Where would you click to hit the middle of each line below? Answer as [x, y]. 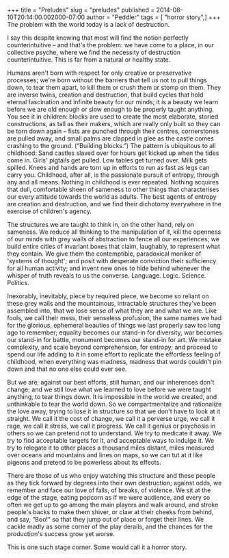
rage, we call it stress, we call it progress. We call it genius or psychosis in [111, 426]
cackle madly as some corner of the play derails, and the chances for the [110, 526]
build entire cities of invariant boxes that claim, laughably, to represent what [113, 246]
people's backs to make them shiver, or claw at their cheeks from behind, [110, 512]
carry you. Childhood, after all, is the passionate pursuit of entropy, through [113, 175]
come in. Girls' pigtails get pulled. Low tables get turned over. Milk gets [107, 160]
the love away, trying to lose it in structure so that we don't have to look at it [114, 411]
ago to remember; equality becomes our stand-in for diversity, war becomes [115, 332]
